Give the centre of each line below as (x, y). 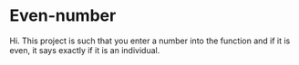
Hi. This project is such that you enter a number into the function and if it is (150, 41)
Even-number (63, 16)
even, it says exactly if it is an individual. (85, 50)
